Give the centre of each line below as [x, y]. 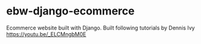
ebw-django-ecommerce [70, 11]
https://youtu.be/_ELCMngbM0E [46, 34]
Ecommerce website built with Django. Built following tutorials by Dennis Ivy [101, 28]
